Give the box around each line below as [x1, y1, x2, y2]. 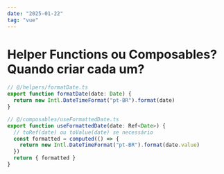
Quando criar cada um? [7, 61, 145, 77]
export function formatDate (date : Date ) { [7, 91, 132, 98]
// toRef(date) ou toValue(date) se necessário [13, 129, 154, 136]
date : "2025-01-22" [7, 10, 64, 17]
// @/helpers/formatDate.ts [7, 84, 89, 91]
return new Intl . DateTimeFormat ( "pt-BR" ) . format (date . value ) [19, 141, 200, 149]
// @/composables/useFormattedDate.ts [7, 116, 119, 123]
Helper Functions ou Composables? [7, 46, 217, 62]
